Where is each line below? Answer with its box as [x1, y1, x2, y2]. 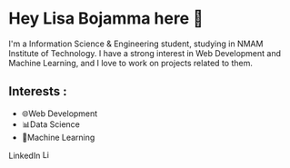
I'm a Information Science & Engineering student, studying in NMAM [8, 38, 264, 49]
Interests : [8, 84, 67, 99]
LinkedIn [8, 150, 41, 161]
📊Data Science [21, 118, 81, 130]
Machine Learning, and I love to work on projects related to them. [8, 57, 254, 68]
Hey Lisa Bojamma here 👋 [8, 8, 204, 29]
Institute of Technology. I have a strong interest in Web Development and [8, 47, 282, 58]
